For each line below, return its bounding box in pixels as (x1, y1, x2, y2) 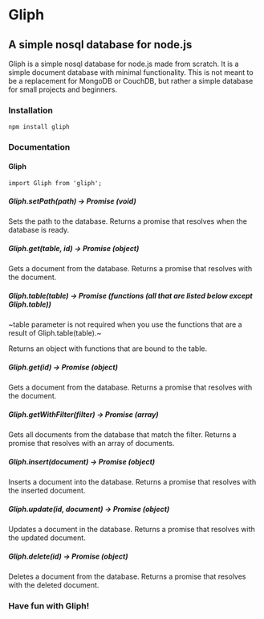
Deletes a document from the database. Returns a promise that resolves (8, 572, 246, 581)
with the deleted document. (8, 580, 100, 590)
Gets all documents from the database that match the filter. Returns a (8, 430, 237, 439)
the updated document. (8, 533, 86, 543)
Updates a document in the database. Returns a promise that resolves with (8, 525, 255, 534)
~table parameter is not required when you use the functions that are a (8, 320, 242, 329)
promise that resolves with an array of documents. (8, 439, 175, 448)
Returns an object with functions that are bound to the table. (8, 344, 208, 353)
